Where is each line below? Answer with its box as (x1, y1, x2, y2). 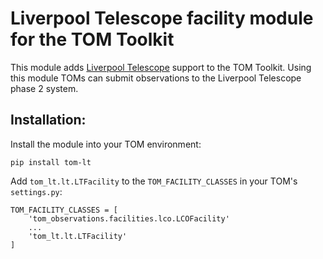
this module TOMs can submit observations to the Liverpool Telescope (10, 72, 302, 84)
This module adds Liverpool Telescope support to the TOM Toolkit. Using (10, 61, 312, 73)
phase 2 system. (10, 82, 79, 94)
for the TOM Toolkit (10, 28, 175, 51)
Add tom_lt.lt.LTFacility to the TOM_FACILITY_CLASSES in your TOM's (10, 175, 298, 187)
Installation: (10, 112, 87, 129)
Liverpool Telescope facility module (10, 7, 314, 30)
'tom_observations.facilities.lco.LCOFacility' (28, 213, 230, 224)
